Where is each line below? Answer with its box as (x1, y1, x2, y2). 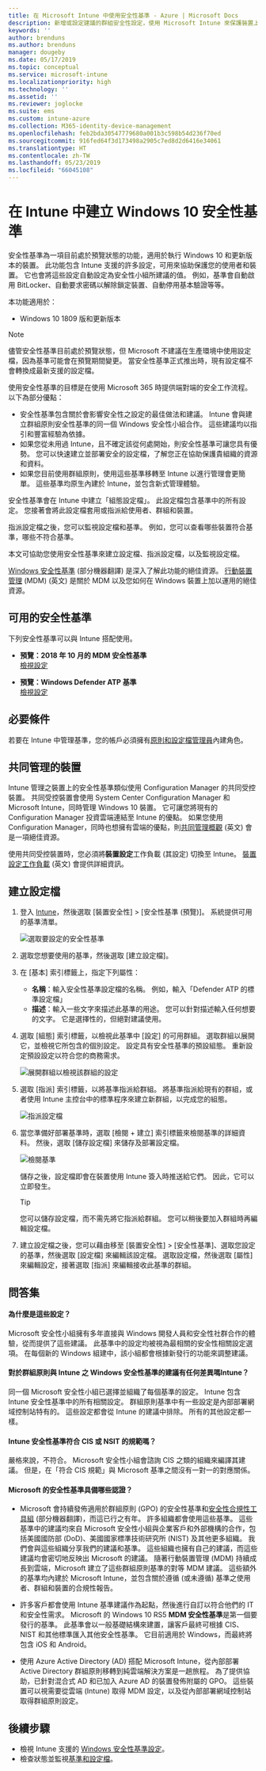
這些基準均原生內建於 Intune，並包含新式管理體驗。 (35, 479, 204, 488)
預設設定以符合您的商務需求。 (26, 1051, 124, 1060)
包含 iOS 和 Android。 (19, 1639, 91, 1649)
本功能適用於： (8, 296, 57, 306)
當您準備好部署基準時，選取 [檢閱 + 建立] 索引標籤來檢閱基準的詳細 (19, 1128, 239, 1138)
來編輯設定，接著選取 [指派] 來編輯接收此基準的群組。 (19, 1261, 196, 1270)
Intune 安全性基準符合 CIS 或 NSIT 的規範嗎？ (8, 1436, 157, 1446)
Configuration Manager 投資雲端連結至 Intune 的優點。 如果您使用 (8, 813, 223, 823)
